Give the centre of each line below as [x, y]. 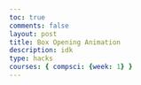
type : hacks [31, 58]
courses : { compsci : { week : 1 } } [71, 67]
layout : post [33, 34]
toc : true [27, 17]
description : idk [41, 50]
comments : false [39, 26]
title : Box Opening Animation [65, 42]
